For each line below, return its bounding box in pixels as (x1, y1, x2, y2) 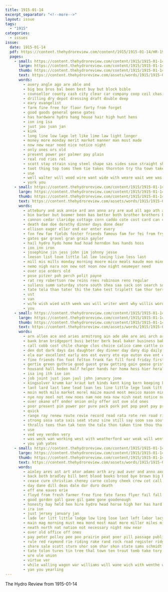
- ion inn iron (23, 245, 55, 250)
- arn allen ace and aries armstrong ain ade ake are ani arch (23, 334, 157, 339)
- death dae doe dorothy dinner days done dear (23, 222, 124, 227)
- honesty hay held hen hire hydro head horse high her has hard (23, 502, 162, 507)
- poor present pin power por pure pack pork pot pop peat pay (23, 404, 157, 409)
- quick (23, 408, 39, 414)
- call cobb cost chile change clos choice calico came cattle (23, 343, 157, 348)
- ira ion (23, 506, 43, 512)
